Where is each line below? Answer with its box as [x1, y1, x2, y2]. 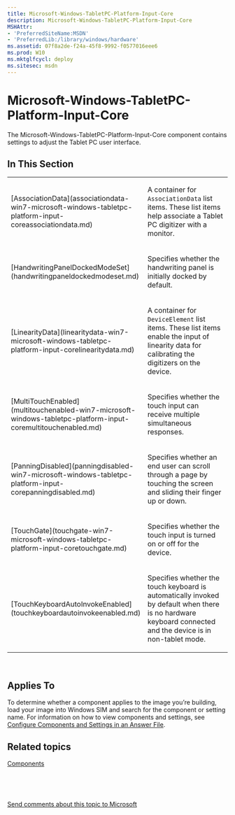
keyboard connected [147, 617, 215, 627]
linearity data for [147, 341, 201, 350]
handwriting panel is [147, 263, 215, 273]
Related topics [7, 741, 71, 753]
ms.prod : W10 [7, 50, 45, 57]
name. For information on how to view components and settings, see [7, 713, 205, 721]
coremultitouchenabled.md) [10, 423, 103, 432]
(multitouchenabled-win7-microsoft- [10, 405, 136, 415]
